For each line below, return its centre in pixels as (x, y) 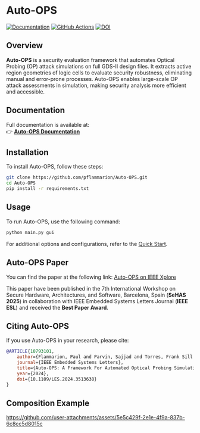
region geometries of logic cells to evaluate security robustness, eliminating (99, 73)
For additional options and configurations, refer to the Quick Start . (87, 244)
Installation (27, 152)
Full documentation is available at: (48, 124)
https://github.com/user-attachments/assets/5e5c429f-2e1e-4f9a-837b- (96, 418)
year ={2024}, (33, 373)
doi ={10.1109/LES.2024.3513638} (57, 379)
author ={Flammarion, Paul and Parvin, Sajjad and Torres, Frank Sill (105, 357)
